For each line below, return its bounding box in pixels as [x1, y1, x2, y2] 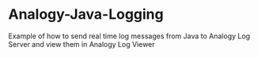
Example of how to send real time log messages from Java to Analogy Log [8, 31, 251, 41]
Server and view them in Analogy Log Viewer [8, 39, 156, 48]
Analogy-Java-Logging [8, 5, 164, 23]
